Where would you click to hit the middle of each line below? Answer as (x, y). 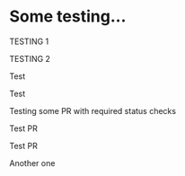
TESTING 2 (30, 58)
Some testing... (68, 17)
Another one (32, 163)
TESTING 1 (29, 41)
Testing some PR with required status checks (93, 110)
